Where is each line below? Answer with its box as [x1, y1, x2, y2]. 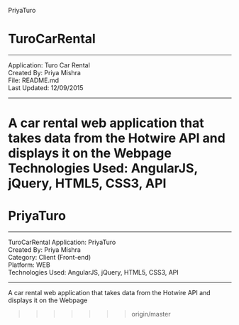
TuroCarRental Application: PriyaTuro [8, 238, 116, 247]
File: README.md [8, 76, 60, 84]
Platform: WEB [8, 260, 50, 269]
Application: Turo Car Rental [8, 60, 91, 70]
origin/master [131, 310, 171, 319]
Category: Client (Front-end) [8, 253, 91, 262]
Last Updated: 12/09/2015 [8, 83, 84, 92]
